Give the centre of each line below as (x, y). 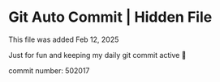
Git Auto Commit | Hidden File (110, 17)
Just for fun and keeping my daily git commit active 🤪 (97, 55)
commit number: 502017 (49, 70)
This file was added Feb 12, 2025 (64, 39)
